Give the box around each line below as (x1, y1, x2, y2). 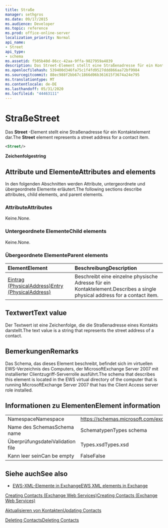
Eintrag (7, 276, 24, 283)
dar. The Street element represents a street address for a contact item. (5, 134, 150, 140)
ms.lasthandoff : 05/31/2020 (5, 86, 64, 91)
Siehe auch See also (5, 469, 68, 478)
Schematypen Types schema (80, 427, 147, 434)
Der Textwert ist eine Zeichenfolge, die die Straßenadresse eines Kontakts (5, 322, 158, 328)
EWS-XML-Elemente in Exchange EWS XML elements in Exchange (12, 483, 148, 489)
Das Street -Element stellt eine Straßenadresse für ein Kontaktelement (5, 129, 150, 135)
